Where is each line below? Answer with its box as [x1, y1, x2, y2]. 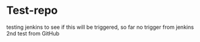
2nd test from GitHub [6, 29, 60, 37]
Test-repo [6, 4, 58, 17]
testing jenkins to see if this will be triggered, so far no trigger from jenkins [6, 23, 194, 31]
